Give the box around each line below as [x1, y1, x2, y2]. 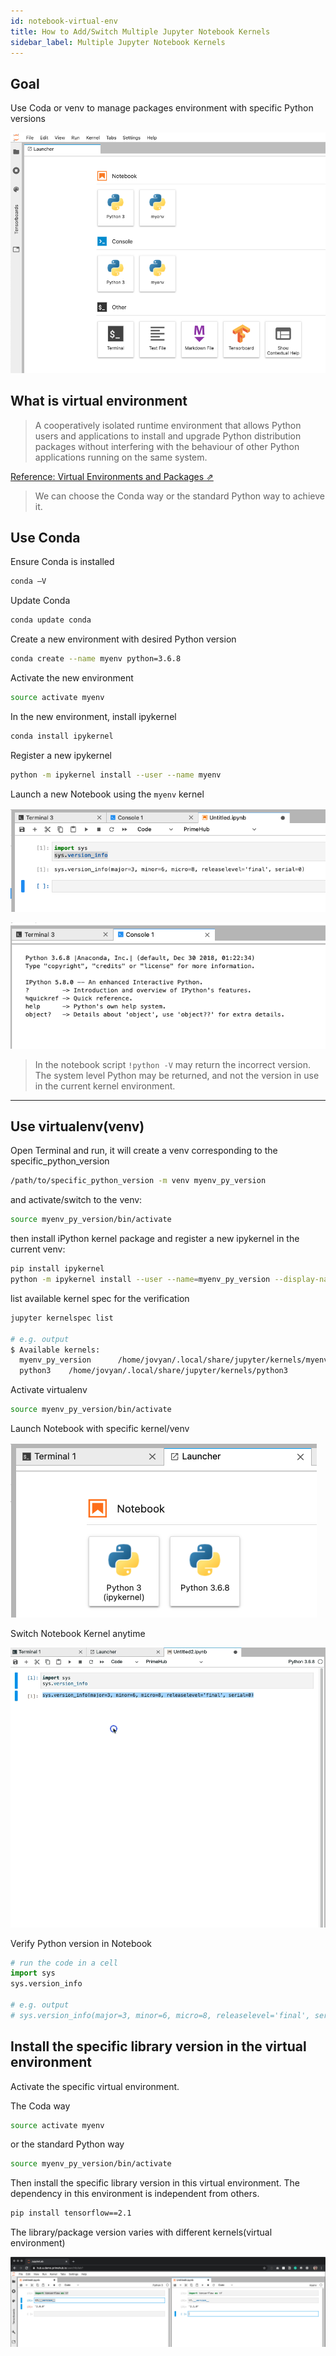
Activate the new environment [10, 672, 134, 684]
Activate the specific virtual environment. [10, 2080, 180, 2092]
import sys [10, 1968, 56, 1979]
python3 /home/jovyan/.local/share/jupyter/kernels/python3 [19, 1366, 288, 1376]
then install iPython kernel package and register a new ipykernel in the [10, 1233, 300, 1245]
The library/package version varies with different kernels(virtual [10, 2226, 273, 2239]
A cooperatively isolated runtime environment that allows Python [34, 419, 302, 431]
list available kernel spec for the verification [10, 1292, 190, 1304]
